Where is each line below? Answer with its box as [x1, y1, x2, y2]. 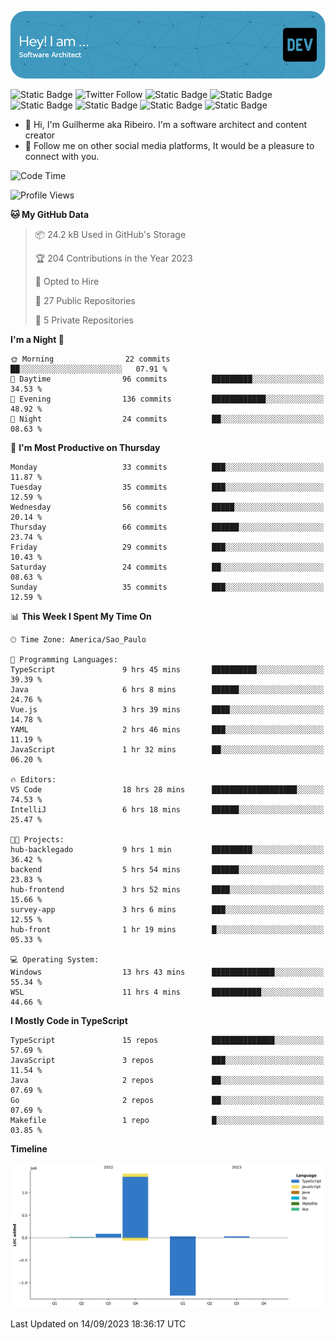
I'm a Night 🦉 [10, 333, 65, 345]
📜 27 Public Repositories [34, 294, 136, 306]
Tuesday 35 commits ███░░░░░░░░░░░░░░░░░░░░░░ [10, 482, 325, 492]
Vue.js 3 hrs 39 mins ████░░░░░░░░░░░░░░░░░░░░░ [10, 704, 325, 715]
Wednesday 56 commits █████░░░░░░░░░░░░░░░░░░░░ [10, 502, 325, 512]
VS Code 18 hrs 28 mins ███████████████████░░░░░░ [10, 784, 325, 795]
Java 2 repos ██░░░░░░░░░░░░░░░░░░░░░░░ [10, 1075, 325, 1085]
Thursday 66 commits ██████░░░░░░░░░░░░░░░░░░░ [10, 522, 325, 532]
